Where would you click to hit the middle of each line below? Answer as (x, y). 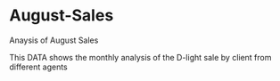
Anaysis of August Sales (54, 40)
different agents (39, 67)
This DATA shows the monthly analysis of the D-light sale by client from (140, 57)
